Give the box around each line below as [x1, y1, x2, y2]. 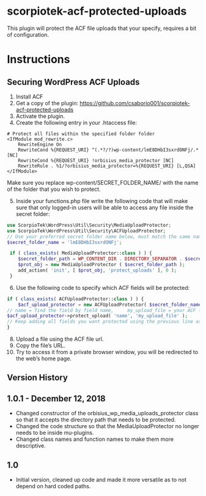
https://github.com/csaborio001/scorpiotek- [79, 99, 190, 106]
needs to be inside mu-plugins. [15, 429, 94, 437]
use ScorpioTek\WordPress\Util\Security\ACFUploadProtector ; [7, 228, 166, 234]
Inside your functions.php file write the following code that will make [15, 197, 188, 204]
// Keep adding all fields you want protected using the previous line [7, 319, 193, 325]
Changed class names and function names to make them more [15, 435, 174, 443]
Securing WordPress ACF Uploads [7, 76, 140, 87]
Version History [7, 372, 68, 383]
